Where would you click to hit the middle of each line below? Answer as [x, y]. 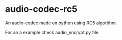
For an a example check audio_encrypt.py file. [53, 32]
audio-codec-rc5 [41, 9]
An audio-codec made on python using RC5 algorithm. [61, 23]
